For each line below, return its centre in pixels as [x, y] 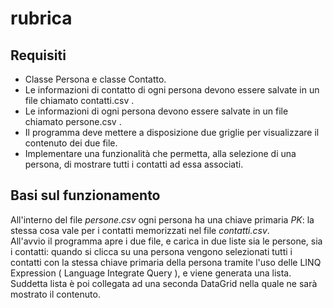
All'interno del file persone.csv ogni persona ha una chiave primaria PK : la [162, 219]
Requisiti [38, 55]
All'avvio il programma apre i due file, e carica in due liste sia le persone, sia [166, 241]
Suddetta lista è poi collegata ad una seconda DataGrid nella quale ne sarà [164, 283]
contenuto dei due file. [71, 143]
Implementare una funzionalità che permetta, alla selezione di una [160, 153]
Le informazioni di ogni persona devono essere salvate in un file [156, 111]
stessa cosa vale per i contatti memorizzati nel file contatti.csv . [140, 230]
